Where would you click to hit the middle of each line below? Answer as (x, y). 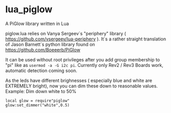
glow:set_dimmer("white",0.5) (38, 105)
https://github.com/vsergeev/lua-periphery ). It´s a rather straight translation (86, 39)
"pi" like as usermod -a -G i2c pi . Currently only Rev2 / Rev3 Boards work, (84, 65)
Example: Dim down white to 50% (41, 91)
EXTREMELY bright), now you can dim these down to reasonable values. (81, 86)
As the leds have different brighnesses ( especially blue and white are (79, 80)
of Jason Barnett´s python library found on (50, 44)
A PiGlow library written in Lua (37, 24)
